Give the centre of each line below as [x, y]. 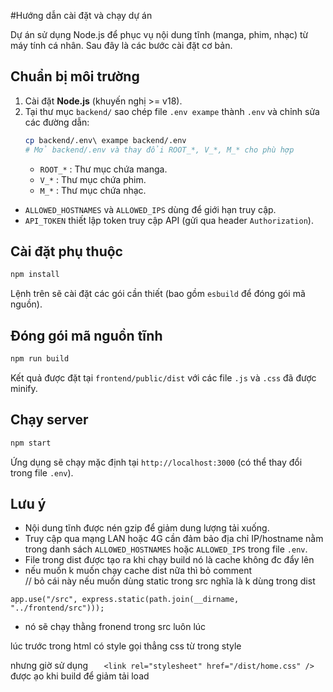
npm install [35, 275]
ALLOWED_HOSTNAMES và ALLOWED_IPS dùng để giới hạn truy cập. [150, 209]
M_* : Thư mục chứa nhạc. [93, 190]
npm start [31, 443]
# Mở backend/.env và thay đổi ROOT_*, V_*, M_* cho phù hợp [159, 150]
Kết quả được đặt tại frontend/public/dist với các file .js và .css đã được [163, 377]
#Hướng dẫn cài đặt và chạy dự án [81, 15]
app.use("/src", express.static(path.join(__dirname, [125, 600]
